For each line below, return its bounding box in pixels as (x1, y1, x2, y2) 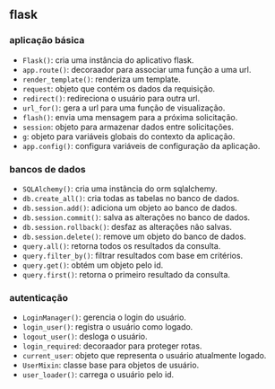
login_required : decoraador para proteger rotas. (21, 340, 202, 351)
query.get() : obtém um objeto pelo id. (21, 260, 164, 270)
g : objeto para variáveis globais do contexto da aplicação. (21, 130, 236, 142)
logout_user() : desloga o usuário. (21, 332, 148, 342)
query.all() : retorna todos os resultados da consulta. (21, 240, 221, 251)
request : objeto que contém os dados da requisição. (21, 83, 216, 93)
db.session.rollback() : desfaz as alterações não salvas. (21, 221, 233, 232)
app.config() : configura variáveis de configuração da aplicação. (21, 140, 261, 151)
